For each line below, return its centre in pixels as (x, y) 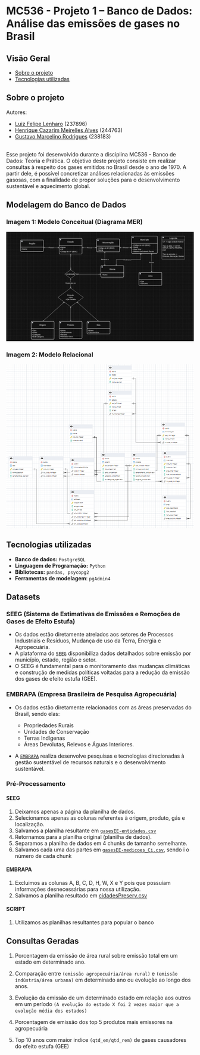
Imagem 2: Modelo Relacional (50, 355)
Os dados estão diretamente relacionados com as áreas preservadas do (103, 707)
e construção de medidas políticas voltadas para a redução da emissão (102, 672)
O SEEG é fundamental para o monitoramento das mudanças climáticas (102, 666)
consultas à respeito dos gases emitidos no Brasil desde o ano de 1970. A (96, 167)
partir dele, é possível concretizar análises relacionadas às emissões (90, 173)
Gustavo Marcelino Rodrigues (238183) (63, 136)
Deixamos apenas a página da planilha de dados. (75, 811)
